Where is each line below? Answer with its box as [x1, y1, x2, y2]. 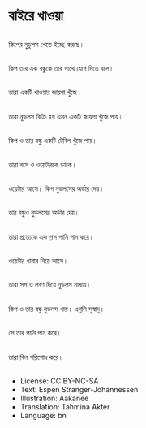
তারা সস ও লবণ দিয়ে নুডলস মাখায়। [8, 279, 92, 290]
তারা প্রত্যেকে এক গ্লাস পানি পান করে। [8, 231, 95, 241]
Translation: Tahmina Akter [19, 402, 110, 412]
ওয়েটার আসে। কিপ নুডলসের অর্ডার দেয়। [8, 184, 105, 193]
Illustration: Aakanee [19, 393, 89, 404]
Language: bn [19, 411, 67, 421]
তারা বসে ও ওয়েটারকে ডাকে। [8, 159, 77, 169]
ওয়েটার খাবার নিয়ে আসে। [8, 256, 69, 266]
